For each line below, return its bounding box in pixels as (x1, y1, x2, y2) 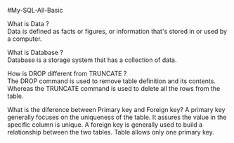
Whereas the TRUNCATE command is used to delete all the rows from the (7, 85, 221, 92)
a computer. (7, 35, 42, 43)
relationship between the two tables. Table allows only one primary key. (7, 128, 214, 136)
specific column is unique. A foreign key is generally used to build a (7, 120, 203, 129)
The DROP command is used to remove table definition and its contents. (7, 77, 216, 85)
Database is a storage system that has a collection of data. (7, 56, 177, 64)
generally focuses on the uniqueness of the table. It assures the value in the (7, 113, 227, 121)
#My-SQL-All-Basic (7, 6, 63, 14)
